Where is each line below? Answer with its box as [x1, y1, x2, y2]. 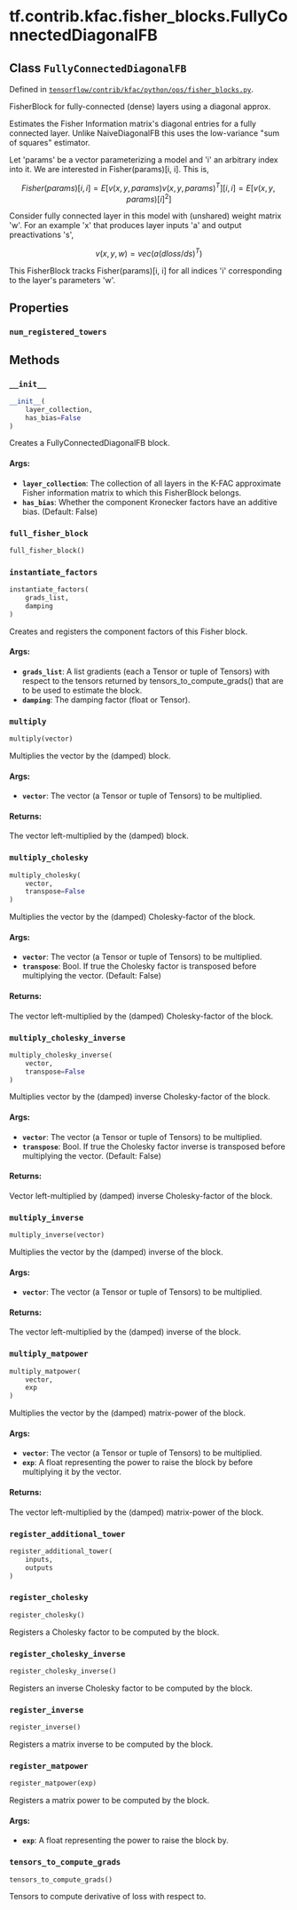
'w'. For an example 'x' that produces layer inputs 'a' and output [9, 220, 242, 231]
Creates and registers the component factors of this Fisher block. [9, 626, 248, 637]
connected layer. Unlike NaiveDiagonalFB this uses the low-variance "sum [9, 128, 280, 139]
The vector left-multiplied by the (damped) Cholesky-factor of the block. [9, 1010, 274, 1021]
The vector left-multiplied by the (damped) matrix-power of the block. [9, 1507, 264, 1518]
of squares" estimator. [9, 138, 90, 147]
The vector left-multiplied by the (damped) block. [9, 830, 189, 841]
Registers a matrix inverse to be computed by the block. [9, 1739, 214, 1749]
